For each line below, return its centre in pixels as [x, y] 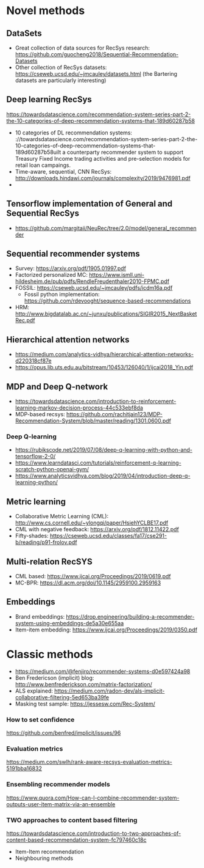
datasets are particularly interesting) [61, 80]
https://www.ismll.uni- [117, 275]
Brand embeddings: [40, 616]
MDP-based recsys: [40, 414]
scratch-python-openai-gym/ [52, 469]
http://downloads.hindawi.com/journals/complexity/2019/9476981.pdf [103, 178]
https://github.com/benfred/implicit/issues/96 [64, 733]
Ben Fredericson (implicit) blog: [55, 678]
